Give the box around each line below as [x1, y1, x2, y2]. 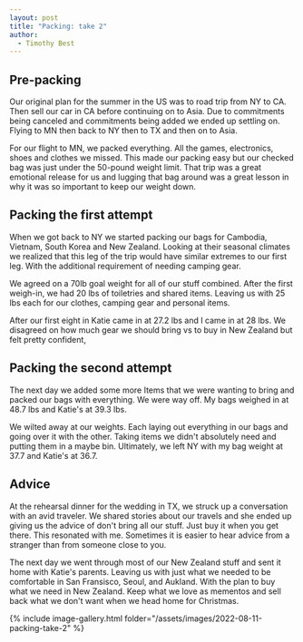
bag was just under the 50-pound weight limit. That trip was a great [9, 162, 261, 173]
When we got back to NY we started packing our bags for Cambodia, [9, 231, 268, 242]
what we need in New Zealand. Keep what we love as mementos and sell [9, 586, 281, 597]
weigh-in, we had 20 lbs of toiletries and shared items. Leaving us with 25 [9, 287, 286, 298]
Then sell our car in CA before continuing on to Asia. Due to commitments [9, 106, 285, 117]
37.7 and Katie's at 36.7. [9, 450, 98, 461]
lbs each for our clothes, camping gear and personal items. [9, 297, 230, 308]
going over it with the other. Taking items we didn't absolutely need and [9, 431, 277, 442]
